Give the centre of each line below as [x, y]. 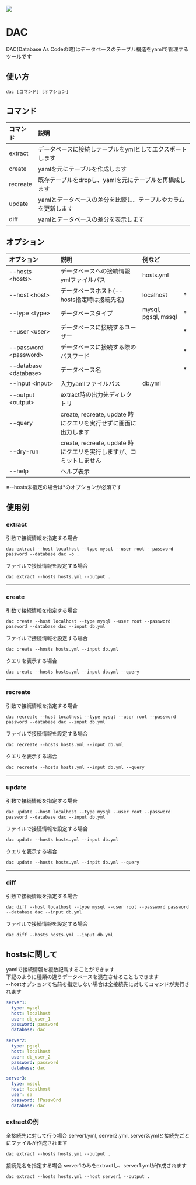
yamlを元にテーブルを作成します [82, 169]
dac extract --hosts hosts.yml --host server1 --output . [78, 1176]
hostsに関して [32, 954]
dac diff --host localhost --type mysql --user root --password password [98, 907]
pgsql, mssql [160, 317]
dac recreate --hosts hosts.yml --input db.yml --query [75, 767]
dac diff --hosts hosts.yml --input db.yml [60, 935]
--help [19, 471]
